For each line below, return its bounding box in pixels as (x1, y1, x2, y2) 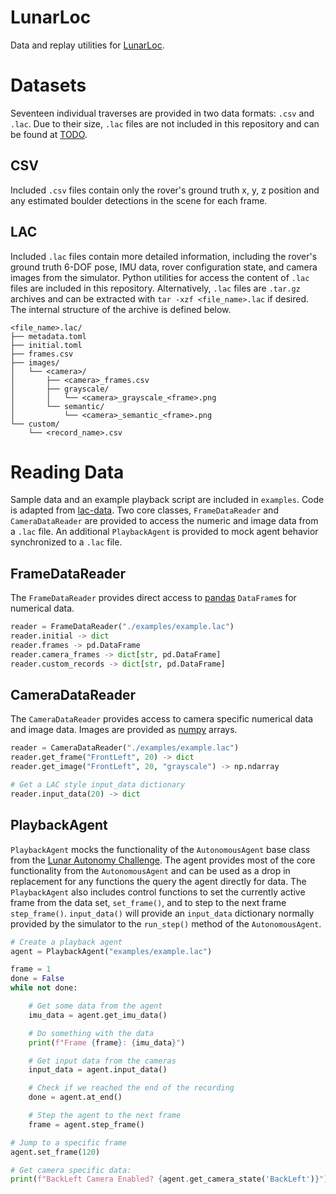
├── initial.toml (10, 340, 83, 350)
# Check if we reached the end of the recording (28, 1083, 235, 1093)
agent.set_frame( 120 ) (10, 1147, 101, 1157)
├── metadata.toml (10, 331, 87, 341)
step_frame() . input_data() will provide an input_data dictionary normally (10, 907, 315, 919)
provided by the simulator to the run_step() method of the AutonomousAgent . (10, 917, 322, 930)
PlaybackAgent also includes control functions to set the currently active (10, 886, 306, 898)
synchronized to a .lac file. (10, 536, 123, 548)
